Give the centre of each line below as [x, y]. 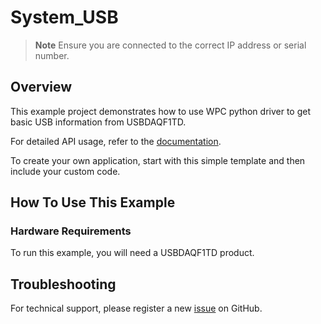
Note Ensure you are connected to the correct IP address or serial [170, 45]
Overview [41, 87]
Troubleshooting [63, 284]
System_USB [64, 17]
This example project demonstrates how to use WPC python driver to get [161, 111]
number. [52, 55]
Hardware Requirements [71, 231]
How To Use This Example [93, 202]
